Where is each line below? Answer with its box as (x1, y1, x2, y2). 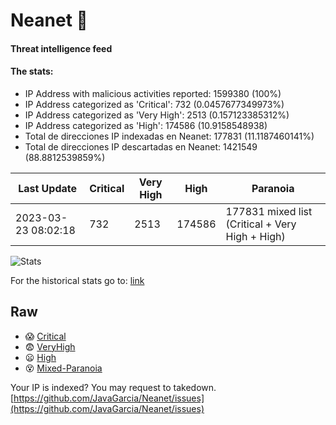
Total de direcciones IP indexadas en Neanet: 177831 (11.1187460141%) (24, 130, 315, 142)
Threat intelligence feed (10, 42, 113, 54)
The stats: (10, 65, 54, 78)
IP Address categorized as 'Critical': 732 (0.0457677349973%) (24, 98, 285, 110)
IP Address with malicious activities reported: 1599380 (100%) (24, 87, 282, 99)
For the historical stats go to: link (10, 274, 145, 286)
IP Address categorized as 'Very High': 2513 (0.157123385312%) (24, 109, 290, 121)
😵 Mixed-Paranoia (24, 362, 103, 374)
